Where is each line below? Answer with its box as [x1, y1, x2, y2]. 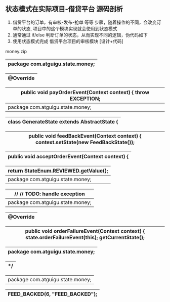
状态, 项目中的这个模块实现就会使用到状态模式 [21, 25, 117, 31]
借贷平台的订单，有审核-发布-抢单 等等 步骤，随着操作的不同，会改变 [12, 19, 157, 25]
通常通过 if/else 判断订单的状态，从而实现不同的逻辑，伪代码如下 [12, 32, 148, 38]
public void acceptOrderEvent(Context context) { [8, 153, 129, 160]
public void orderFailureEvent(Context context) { [25, 227, 145, 234]
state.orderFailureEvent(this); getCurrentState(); [25, 234, 145, 241]
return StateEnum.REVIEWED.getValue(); [8, 167, 108, 174]
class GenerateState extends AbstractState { [8, 118, 118, 125]
